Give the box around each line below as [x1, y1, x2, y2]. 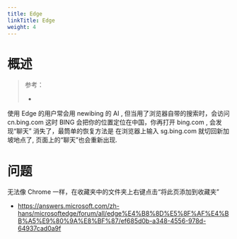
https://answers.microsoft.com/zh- [17, 202, 120, 210]
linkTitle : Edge [7, 17, 55, 24]
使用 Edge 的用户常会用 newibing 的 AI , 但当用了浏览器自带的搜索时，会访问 [7, 109, 230, 118]
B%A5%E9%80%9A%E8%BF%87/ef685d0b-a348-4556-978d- [17, 216, 207, 226]
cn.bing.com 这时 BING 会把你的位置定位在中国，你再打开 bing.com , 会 [7, 118, 216, 127]
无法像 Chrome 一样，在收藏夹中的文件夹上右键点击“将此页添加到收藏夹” [7, 188, 219, 196]
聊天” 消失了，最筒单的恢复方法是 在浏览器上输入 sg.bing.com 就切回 [16, 127, 217, 135]
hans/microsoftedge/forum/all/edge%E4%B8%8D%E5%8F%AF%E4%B [17, 209, 229, 218]
